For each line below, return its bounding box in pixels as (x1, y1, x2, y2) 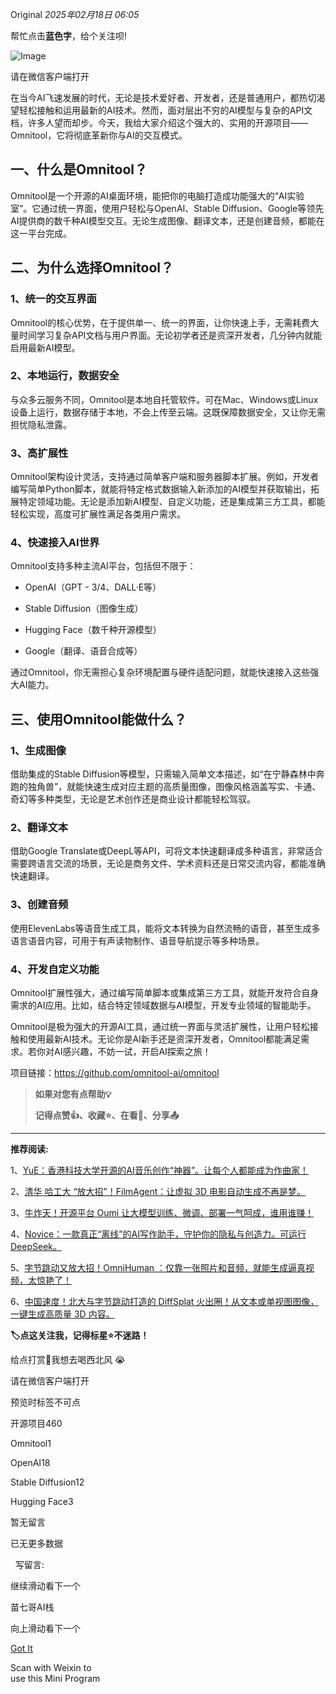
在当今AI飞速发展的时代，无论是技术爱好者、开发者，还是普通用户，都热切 (10, 92, 317, 103)
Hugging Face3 (10, 1495, 74, 1507)
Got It (10, 1642, 33, 1654)
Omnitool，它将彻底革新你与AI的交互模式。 (10, 129, 188, 141)
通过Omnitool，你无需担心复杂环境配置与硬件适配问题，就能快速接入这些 (10, 666, 311, 678)
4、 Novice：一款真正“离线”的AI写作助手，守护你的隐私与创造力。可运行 (10, 1228, 307, 1240)
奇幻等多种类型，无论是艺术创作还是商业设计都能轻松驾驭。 (10, 793, 256, 805)
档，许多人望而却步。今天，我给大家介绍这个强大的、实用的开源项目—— (10, 117, 308, 128)
